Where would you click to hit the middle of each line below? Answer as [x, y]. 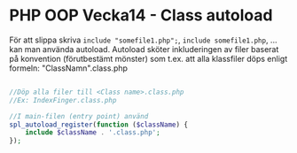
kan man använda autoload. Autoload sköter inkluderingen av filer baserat [144, 49]
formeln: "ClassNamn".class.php [69, 68]
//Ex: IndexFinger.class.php [63, 100]
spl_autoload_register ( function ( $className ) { [99, 125]
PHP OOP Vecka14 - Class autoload [141, 15]
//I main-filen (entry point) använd [79, 116]
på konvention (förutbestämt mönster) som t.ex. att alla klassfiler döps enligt [148, 58]
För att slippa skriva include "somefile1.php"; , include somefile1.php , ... [143, 40]
